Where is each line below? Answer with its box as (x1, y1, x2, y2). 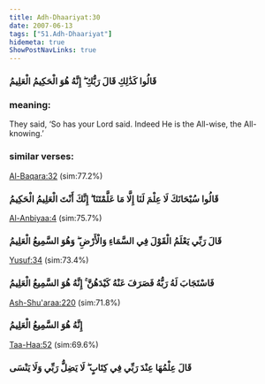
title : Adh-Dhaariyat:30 (9, 12, 101, 22)
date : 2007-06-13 (9, 21, 73, 30)
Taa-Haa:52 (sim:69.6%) (9, 339, 99, 349)
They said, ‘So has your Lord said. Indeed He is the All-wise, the (9, 119, 243, 129)
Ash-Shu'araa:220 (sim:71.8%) (9, 297, 121, 308)
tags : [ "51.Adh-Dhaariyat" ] (9, 29, 113, 38)
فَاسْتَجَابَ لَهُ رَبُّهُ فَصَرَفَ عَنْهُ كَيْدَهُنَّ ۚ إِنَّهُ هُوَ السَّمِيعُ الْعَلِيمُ (9, 277, 215, 289)
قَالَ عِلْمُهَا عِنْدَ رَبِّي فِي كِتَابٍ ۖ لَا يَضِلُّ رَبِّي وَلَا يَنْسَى (9, 361, 193, 373)
